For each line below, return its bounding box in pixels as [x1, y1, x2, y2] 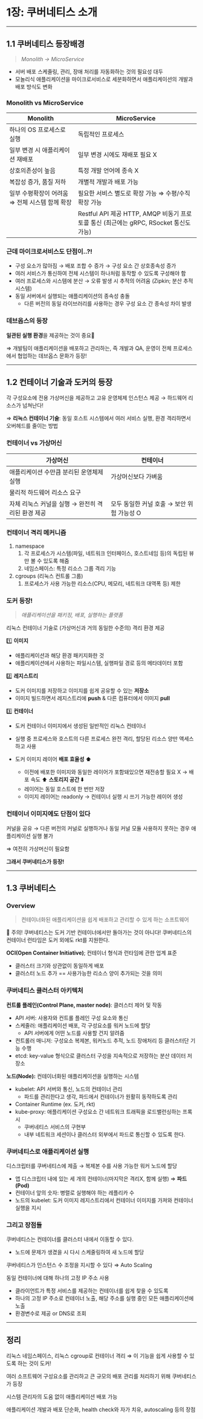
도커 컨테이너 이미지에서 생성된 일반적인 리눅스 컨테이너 [14, 722, 146, 729]
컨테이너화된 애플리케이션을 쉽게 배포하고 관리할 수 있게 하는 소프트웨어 [21, 916, 189, 923]
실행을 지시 [14, 1204, 42, 1211]
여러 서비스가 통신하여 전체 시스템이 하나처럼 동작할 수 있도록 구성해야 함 [14, 270, 186, 277]
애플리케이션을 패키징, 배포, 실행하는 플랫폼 [21, 611, 123, 619]
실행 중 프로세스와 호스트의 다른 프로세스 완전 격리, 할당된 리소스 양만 [14, 735, 178, 742]
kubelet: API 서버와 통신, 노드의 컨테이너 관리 [14, 1085, 123, 1093]
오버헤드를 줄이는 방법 [6, 422, 59, 430]
